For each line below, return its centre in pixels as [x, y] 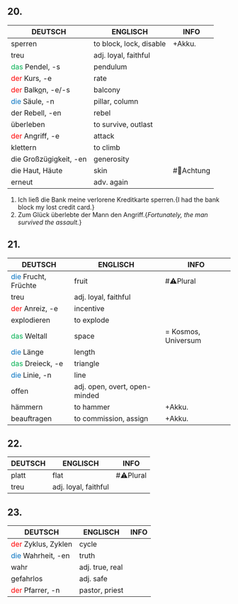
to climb [107, 147]
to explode [92, 320]
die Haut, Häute [37, 170]
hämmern [27, 407]
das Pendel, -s [35, 67]
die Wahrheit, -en [40, 556]
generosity [111, 159]
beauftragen [31, 418]
